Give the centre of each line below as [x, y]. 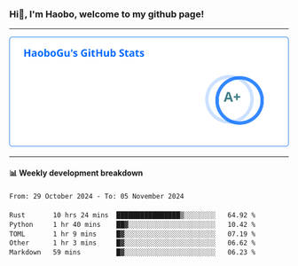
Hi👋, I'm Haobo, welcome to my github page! [107, 14]
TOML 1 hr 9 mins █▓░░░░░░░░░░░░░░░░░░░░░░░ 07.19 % [132, 234]
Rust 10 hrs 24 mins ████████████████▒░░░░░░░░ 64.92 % [132, 215]
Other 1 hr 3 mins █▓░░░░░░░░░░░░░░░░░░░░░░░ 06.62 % [132, 243]
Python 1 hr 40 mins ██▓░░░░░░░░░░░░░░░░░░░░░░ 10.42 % [132, 224]
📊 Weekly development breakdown [76, 173]
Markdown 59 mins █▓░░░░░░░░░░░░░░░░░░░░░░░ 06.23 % [132, 253]
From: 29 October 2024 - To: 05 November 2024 [97, 197]
